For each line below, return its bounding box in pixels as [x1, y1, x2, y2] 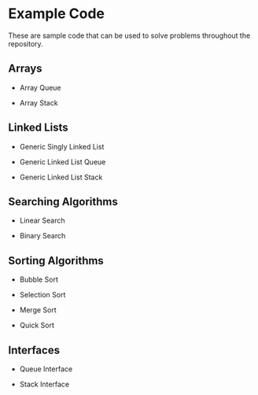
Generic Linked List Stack [19, 172, 103, 182]
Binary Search [19, 231, 66, 241]
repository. [8, 39, 43, 48]
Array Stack [19, 98, 58, 107]
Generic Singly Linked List [19, 142, 105, 151]
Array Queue [19, 83, 61, 92]
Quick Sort [19, 320, 55, 330]
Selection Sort [19, 290, 66, 300]
